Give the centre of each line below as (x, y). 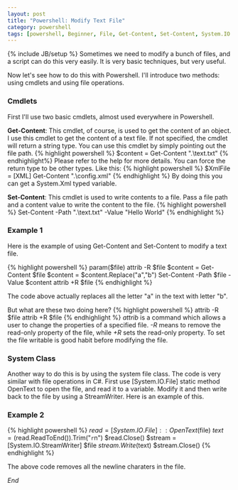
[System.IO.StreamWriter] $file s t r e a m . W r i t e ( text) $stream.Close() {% (109, 445)
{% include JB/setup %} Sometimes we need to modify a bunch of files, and (119, 54)
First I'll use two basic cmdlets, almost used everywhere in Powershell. (111, 116)
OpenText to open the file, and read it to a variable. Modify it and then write (117, 389)
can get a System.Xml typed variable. (62, 183)
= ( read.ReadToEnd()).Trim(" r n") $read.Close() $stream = (92, 438)
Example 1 (25, 230)
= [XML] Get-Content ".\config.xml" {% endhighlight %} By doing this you (115, 175)
